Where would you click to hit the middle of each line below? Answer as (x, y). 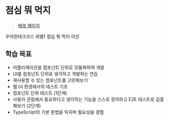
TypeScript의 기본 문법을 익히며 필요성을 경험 (58, 112)
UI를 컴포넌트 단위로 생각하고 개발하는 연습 (55, 74)
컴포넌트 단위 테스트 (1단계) (40, 93)
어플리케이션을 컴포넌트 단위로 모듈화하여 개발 (58, 67)
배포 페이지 (29, 26)
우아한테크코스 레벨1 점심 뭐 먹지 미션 (42, 36)
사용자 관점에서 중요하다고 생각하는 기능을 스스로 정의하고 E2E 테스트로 (83, 99)
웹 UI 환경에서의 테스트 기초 (40, 86)
